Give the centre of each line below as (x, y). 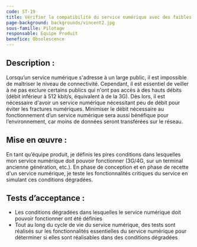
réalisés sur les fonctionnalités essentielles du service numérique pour (101, 231)
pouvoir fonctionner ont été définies (58, 219)
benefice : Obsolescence (35, 39)
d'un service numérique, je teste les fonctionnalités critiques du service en (97, 173)
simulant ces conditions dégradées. (50, 179)
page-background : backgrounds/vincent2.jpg (61, 23)
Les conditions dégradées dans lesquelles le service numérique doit (98, 212)
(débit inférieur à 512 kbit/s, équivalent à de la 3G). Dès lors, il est (86, 96)
